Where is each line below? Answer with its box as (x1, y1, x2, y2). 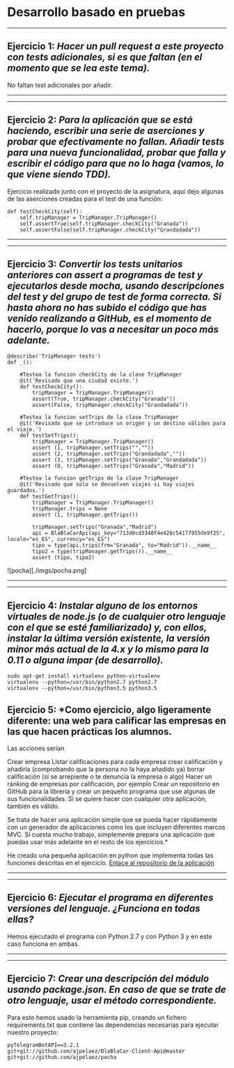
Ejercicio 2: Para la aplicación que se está (7, 114, 193, 126)
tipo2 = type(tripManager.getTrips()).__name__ (32, 548, 173, 555)
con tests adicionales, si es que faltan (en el (7, 52, 203, 63)
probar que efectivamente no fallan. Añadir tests (7, 136, 225, 148)
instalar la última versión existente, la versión (7, 632, 210, 644)
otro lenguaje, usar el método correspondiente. (7, 995, 217, 1007)
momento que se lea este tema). (7, 62, 150, 74)
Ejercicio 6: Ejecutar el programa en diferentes (7, 892, 214, 903)
